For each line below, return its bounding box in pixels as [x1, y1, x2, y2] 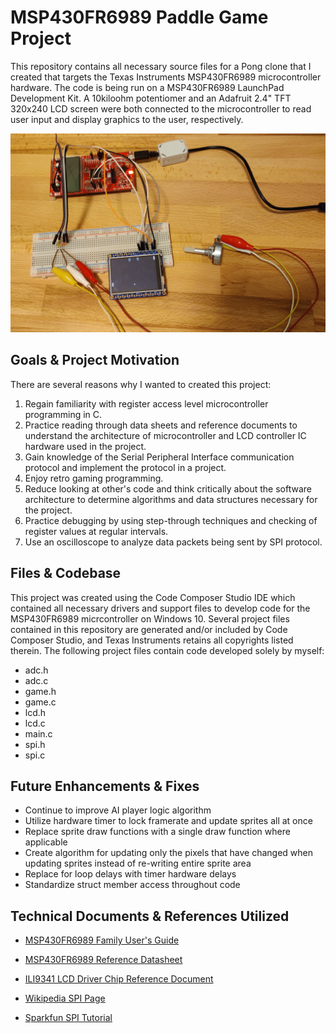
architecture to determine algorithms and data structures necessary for [24, 493, 318, 505]
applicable [24, 836, 68, 848]
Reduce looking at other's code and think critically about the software [24, 482, 312, 495]
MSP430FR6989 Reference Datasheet [24, 954, 183, 966]
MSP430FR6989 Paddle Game [10, 6, 269, 29]
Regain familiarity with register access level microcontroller [24, 397, 269, 410]
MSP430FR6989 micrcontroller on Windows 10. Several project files [10, 612, 290, 625]
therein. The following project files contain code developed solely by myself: [10, 644, 325, 656]
